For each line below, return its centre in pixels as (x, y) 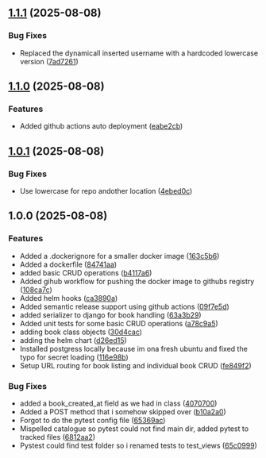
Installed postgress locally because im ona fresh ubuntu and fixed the (133, 348)
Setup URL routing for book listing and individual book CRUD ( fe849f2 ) (135, 365)
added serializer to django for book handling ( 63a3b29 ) (110, 315)
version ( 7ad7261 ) (49, 61)
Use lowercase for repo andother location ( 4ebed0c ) (106, 191)
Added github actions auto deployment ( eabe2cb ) (101, 126)
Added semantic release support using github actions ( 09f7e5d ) (125, 306)
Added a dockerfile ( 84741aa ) (68, 264)
